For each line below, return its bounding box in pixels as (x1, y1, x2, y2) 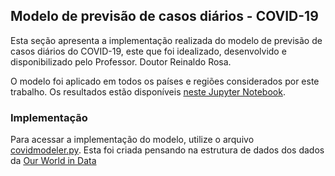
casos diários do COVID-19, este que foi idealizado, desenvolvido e (10, 45, 287, 57)
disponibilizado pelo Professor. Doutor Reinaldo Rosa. (10, 55, 232, 68)
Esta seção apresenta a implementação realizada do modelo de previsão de (10, 34, 323, 46)
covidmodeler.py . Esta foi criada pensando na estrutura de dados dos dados (10, 144, 325, 156)
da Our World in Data (10, 155, 97, 167)
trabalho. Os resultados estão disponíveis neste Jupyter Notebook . (10, 85, 286, 98)
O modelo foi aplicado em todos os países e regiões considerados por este (10, 75, 320, 87)
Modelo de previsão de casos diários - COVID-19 (10, 8, 319, 25)
